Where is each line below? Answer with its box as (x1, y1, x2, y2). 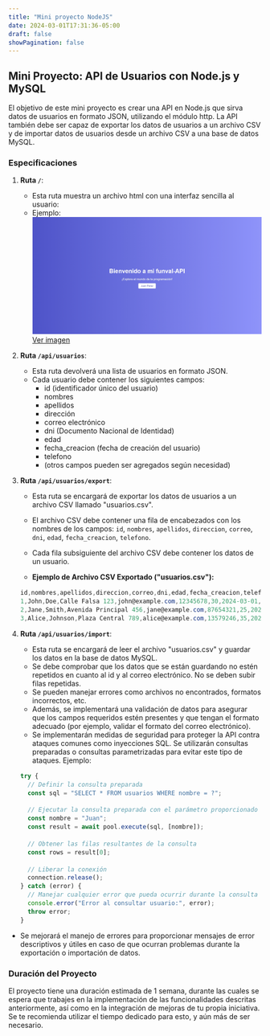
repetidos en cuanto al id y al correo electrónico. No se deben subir (31, 670, 256, 679)
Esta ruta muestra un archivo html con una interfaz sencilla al (31, 191, 235, 201)
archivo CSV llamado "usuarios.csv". (31, 500, 154, 510)
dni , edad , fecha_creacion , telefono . (31, 533, 151, 543)
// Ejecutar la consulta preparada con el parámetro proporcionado (27, 806, 259, 814)
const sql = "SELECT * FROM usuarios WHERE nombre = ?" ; (27, 788, 223, 797)
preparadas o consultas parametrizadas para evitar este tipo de (31, 747, 243, 756)
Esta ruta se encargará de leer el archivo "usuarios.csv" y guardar (31, 644, 251, 654)
